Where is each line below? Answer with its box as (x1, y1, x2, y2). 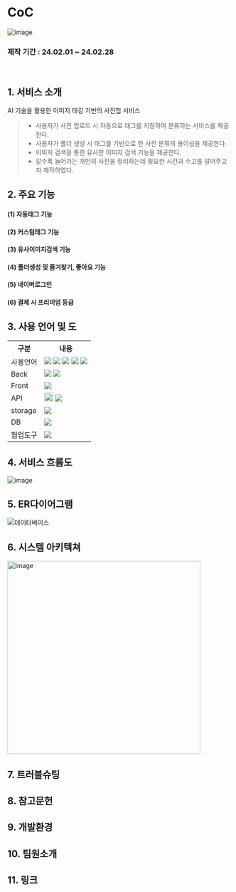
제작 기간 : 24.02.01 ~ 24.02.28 (7, 47, 114, 57)
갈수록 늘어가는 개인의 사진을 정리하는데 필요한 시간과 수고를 (35, 157, 203, 166)
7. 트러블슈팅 (7, 768, 60, 780)
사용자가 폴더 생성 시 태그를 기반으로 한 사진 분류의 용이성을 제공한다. (35, 140, 227, 148)
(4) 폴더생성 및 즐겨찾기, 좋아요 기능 (7, 263, 107, 271)
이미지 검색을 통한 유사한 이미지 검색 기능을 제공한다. (35, 148, 182, 157)
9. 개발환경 (7, 822, 53, 834)
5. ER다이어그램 (7, 498, 73, 510)
